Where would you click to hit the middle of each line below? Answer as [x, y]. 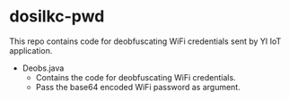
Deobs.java [43, 68]
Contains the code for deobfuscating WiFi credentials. [136, 77]
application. [31, 50]
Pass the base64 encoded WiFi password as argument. [138, 87]
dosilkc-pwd [57, 17]
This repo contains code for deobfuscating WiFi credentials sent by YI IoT [145, 41]
